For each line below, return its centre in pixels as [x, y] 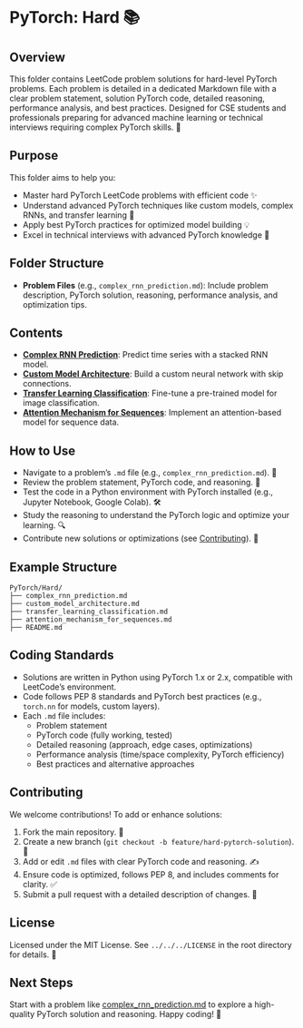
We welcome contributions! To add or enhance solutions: [116, 814]
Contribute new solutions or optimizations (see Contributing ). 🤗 [141, 538]
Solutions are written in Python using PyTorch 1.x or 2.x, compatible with [157, 677]
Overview [38, 57]
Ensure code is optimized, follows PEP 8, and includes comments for [151, 874]
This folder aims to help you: [63, 177]
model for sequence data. [71, 422]
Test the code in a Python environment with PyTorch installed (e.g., [148, 492]
